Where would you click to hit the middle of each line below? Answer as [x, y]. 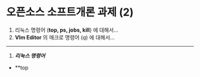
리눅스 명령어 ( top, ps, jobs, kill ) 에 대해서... [66, 30]
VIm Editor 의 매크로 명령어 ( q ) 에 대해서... [65, 37]
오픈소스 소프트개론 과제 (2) [70, 12]
